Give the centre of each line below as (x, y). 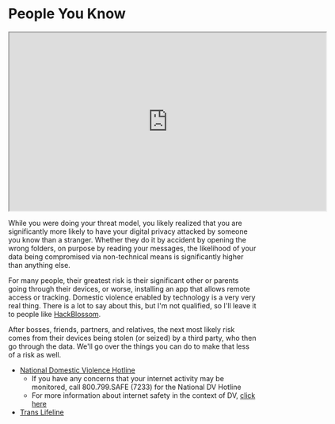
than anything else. (40, 265)
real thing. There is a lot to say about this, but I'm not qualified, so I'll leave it (132, 305)
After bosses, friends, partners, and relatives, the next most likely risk (122, 329)
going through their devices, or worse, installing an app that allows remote (129, 288)
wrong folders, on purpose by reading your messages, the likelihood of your (132, 248)
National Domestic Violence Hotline (78, 370)
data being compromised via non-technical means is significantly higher (126, 256)
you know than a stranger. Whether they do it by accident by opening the (128, 239)
